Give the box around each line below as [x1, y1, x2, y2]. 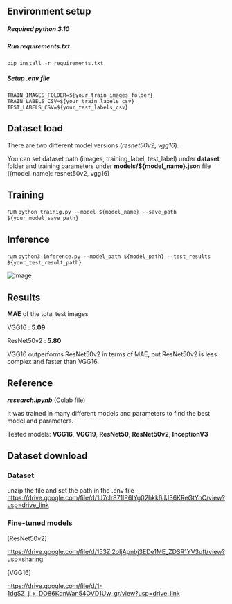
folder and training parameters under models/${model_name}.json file [7, 162, 211, 170]
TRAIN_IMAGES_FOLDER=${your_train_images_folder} [7, 91, 154, 99]
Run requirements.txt [7, 42, 71, 51]
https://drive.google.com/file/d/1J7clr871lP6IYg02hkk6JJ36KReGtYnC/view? [7, 494, 225, 502]
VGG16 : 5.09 [7, 323, 46, 331]
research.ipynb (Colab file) [7, 396, 86, 404]
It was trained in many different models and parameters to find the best [7, 409, 211, 417]
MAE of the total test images [7, 309, 89, 318]
